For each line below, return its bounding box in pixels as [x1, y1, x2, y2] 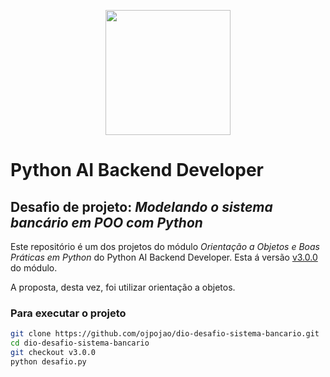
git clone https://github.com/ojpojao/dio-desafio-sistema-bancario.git [10, 329, 320, 339]
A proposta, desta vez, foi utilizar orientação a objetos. [10, 281, 236, 293]
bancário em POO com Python [10, 214, 203, 231]
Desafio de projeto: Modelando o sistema [10, 198, 273, 215]
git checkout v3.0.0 [10, 348, 97, 358]
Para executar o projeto [10, 306, 127, 320]
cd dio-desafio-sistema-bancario [10, 338, 150, 349]
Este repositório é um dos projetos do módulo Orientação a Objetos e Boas [10, 241, 320, 252]
